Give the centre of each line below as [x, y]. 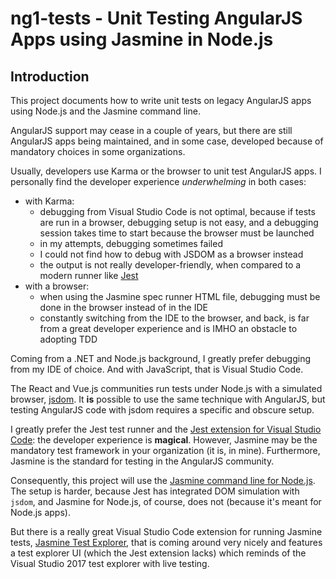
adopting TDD [68, 339]
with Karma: [49, 201]
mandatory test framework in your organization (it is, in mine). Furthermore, [165, 450]
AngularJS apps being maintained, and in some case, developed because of [167, 141]
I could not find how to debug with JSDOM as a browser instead [171, 254]
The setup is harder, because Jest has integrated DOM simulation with [155, 491]
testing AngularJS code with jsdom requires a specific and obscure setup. [162, 410]
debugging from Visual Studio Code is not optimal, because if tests [177, 211]
